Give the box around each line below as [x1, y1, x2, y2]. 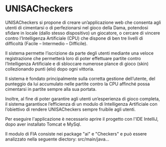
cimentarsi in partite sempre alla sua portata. [5, 86, 97, 92]
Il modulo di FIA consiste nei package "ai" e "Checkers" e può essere [5, 131, 147, 137]
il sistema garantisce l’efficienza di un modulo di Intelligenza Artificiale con [5, 101, 158, 107]
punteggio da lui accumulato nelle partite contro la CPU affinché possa [5, 80, 150, 87]
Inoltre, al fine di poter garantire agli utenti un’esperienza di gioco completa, [5, 95, 160, 102]
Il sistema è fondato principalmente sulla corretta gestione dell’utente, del [5, 75, 156, 81]
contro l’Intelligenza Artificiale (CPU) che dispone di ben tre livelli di [5, 35, 143, 41]
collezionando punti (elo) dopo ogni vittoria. [5, 66, 94, 72]
